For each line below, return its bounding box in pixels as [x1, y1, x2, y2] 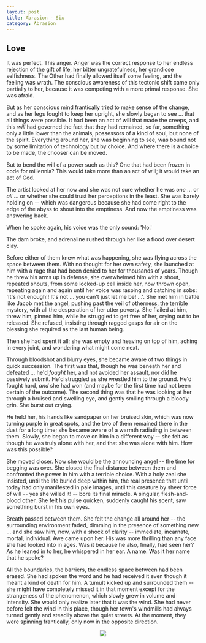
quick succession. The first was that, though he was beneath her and [6, 363, 181, 370]
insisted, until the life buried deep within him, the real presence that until [6, 477, 189, 484]
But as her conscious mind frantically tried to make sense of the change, [6, 103, 190, 111]
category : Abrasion [6, 20, 56, 26]
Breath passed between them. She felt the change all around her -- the [6, 515, 186, 522]
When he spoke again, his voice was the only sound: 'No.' [6, 224, 152, 231]
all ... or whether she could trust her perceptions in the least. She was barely [6, 192, 199, 200]
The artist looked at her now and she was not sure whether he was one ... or [6, 186, 199, 194]
